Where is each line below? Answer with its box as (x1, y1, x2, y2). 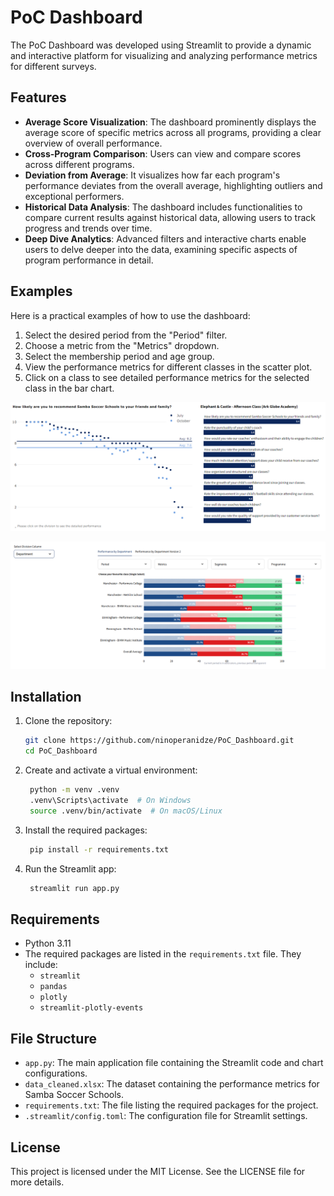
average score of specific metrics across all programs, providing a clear (24, 126, 322, 138)
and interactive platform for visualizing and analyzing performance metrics (10, 49, 318, 61)
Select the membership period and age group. (24, 350, 215, 362)
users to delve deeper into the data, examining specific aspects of (24, 243, 298, 255)
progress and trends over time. (24, 222, 153, 234)
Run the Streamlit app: (24, 862, 117, 875)
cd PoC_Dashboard (24, 746, 98, 756)
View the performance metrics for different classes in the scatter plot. (24, 361, 313, 373)
